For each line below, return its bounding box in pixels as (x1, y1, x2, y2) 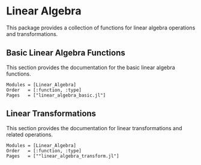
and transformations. (6, 30, 58, 37)
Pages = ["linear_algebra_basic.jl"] (6, 92, 106, 98)
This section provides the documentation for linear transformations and (6, 124, 182, 131)
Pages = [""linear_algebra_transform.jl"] (6, 153, 119, 159)
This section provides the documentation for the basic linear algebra (6, 64, 175, 71)
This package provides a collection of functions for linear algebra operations (6, 24, 196, 31)
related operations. (6, 131, 53, 138)
